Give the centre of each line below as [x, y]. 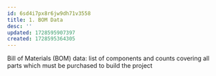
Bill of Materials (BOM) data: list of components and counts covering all [108, 58]
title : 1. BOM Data [35, 20]
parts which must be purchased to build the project [80, 66]
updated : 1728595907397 [41, 33]
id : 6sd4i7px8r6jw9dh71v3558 [49, 13]
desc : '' [20, 26]
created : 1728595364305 [41, 39]
